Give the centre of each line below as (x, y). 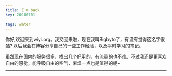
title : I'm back (23, 10)
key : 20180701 (20, 15)
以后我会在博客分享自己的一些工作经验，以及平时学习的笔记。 (79, 46)
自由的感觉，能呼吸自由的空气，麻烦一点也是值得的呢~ (63, 63)
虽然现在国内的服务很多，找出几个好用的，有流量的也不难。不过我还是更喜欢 (86, 56)
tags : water (18, 24)
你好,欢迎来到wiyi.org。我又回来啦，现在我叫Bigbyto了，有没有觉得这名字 (83, 40)
